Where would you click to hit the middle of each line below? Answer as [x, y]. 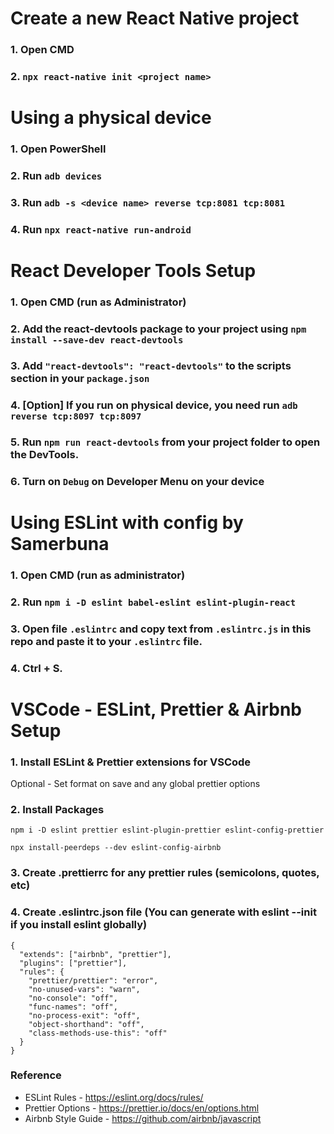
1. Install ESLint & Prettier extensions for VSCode [131, 762]
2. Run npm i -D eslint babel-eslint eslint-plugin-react [153, 602]
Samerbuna [60, 543]
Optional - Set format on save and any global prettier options [135, 783]
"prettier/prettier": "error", [93, 980]
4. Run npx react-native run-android [101, 229]
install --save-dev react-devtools [97, 340]
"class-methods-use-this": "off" [98, 1033]
